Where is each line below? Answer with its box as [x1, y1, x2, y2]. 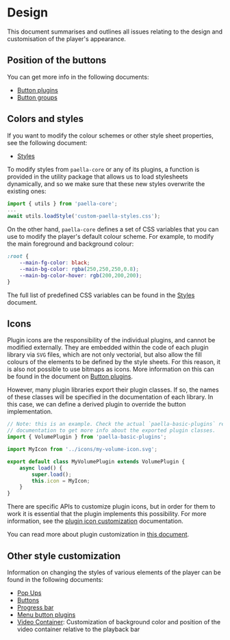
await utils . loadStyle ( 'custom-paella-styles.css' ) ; [7, 213, 161, 220]
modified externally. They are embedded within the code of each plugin [7, 344, 209, 352]
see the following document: [7, 138, 88, 146]
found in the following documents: [7, 575, 104, 583]
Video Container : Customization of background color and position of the [16, 617, 221, 626]
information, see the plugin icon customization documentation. [7, 517, 183, 525]
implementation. [7, 407, 53, 415]
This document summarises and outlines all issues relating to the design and [7, 27, 223, 36]
